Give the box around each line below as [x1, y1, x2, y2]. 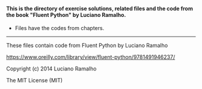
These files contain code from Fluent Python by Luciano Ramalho [6, 42, 168, 49]
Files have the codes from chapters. [14, 25, 105, 32]
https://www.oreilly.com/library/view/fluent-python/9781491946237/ [6, 54, 176, 61]
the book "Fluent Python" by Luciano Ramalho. [6, 11, 126, 18]
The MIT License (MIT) [6, 77, 63, 84]
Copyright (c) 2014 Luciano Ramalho [6, 65, 97, 72]
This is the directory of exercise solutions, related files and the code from [6, 5, 194, 12]
